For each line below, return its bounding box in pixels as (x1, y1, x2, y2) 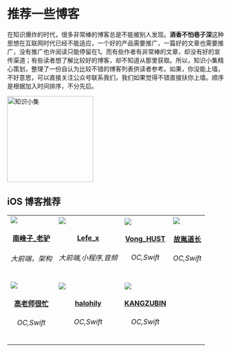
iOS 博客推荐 (7, 196, 61, 208)
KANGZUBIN (124, 298, 166, 308)
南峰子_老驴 (12, 234, 50, 243)
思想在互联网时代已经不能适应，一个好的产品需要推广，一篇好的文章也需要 (7, 38, 218, 47)
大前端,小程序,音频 (58, 252, 118, 262)
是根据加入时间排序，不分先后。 (7, 82, 98, 90)
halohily (74, 298, 102, 308)
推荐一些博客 (7, 6, 80, 22)
